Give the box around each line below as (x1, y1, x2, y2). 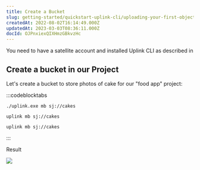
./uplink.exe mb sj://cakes (6, 103, 76, 109)
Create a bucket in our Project (6, 64, 119, 74)
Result (6, 146, 22, 153)
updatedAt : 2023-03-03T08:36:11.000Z (6, 25, 100, 32)
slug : (6, 14, 20, 20)
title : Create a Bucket (6, 8, 65, 15)
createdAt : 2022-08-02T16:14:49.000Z (6, 20, 100, 26)
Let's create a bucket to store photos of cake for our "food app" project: (6, 80, 183, 87)
